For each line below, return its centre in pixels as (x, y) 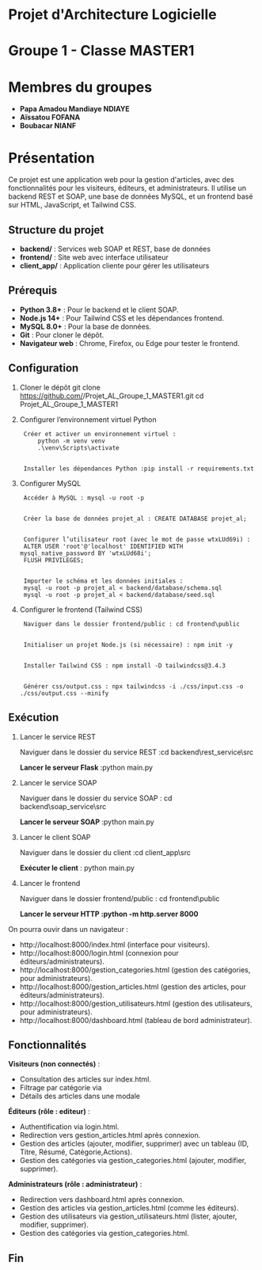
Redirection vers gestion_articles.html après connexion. (110, 1135)
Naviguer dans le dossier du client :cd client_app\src (105, 852)
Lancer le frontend (50, 883)
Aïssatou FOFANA (50, 117)
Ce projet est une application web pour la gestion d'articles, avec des (122, 180)
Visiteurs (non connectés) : (54, 1064)
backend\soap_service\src (63, 806)
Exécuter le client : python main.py (77, 868)
